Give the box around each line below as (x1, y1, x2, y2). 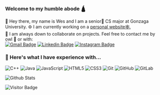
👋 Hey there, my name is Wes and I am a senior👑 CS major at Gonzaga (5, 18, 149, 24)
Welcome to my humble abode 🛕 (5, 5, 86, 12)
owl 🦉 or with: (5, 36, 33, 42)
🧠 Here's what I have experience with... (5, 54, 102, 61)
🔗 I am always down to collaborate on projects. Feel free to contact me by (5, 31, 156, 37)
